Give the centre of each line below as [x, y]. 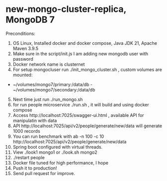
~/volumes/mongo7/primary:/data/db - [52, 84]
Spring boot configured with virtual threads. [58, 147]
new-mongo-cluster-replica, [66, 9]
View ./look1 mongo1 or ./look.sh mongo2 [55, 152]
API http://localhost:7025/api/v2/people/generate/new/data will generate [87, 126]
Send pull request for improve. [44, 173]
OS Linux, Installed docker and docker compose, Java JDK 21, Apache [85, 43]
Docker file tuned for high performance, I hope [61, 163]
